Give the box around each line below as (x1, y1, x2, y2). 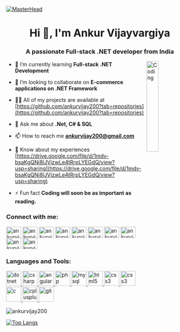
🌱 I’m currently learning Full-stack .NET (14, 61, 113, 68)
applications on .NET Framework (14, 85, 98, 92)
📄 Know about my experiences (14, 146, 90, 154)
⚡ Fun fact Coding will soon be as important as (14, 190, 132, 197)
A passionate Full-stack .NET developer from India (26, 47, 174, 56)
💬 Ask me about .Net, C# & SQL (14, 120, 93, 127)
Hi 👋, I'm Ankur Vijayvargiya (29, 27, 170, 40)
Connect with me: (6, 213, 59, 221)
